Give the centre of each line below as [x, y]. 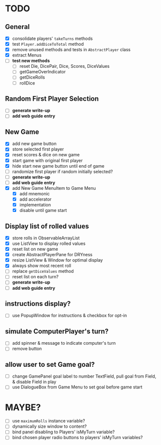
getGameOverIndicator [43, 72]
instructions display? [38, 304]
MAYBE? [23, 407]
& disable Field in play [34, 382]
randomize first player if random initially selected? [62, 171]
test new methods [31, 61]
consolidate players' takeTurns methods [52, 38]
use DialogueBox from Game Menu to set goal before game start [77, 387]
